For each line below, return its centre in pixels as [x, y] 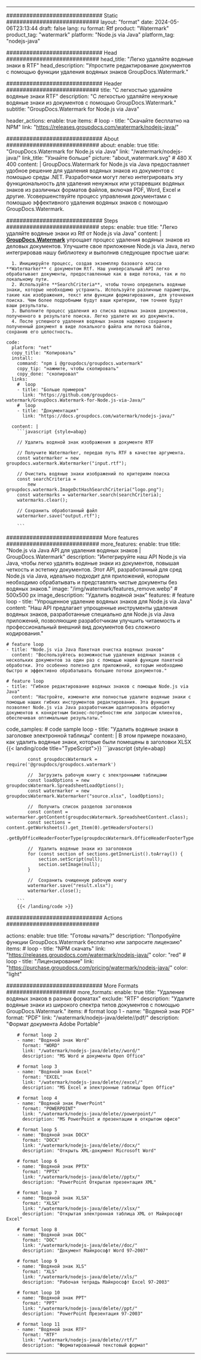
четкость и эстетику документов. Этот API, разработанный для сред [94, 569]
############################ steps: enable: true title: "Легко [92, 227]
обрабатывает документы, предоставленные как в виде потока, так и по [96, 274]
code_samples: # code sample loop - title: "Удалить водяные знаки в [92, 729]
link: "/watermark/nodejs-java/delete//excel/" [83, 1082]
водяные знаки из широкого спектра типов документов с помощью [93, 1005]
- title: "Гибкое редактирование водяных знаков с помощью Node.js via [97, 686]
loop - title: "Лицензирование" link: [50, 961]
